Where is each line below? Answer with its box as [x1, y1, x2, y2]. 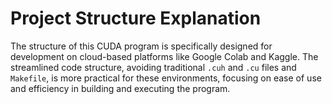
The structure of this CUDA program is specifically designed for [10, 40, 273, 52]
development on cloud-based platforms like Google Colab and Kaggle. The [10, 50, 319, 62]
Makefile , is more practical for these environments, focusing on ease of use [10, 72, 322, 84]
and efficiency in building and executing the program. [10, 82, 231, 94]
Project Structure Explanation [10, 7, 262, 30]
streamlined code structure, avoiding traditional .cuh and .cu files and [10, 61, 297, 73]
